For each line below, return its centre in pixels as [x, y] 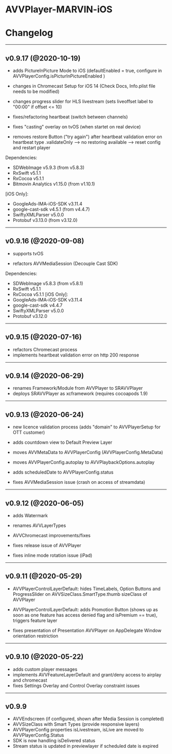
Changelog [29, 33]
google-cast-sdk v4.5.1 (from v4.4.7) [51, 209]
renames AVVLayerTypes [39, 525]
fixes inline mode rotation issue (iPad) [52, 555]
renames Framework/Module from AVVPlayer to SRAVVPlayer [78, 388]
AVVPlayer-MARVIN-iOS [59, 10]
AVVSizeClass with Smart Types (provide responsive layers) [76, 724]
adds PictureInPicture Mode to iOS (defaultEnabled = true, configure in [87, 70]
